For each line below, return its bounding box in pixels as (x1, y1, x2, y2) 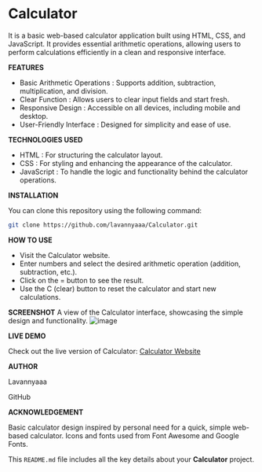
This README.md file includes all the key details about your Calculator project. (8, 454, 255, 464)
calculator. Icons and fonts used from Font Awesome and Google (30, 430, 239, 441)
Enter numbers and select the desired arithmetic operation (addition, (19, 259, 241, 268)
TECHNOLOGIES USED (8, 135, 83, 144)
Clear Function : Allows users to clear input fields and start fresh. (19, 94, 230, 104)
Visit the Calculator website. (19, 250, 111, 260)
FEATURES (8, 62, 45, 72)
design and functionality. (8, 315, 89, 325)
